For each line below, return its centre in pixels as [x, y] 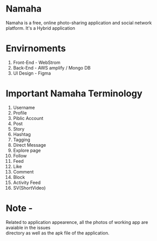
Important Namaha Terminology [74, 94]
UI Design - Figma [32, 73]
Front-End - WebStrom [37, 62]
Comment [23, 171]
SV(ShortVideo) [29, 188]
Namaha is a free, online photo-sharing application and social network [79, 23]
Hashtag [22, 134]
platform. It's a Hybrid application [40, 28]
